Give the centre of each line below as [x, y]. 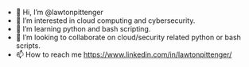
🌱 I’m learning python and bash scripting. [83, 29]
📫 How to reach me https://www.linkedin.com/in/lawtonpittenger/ [124, 54]
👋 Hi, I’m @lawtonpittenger [59, 12]
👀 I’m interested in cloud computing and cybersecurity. [105, 20]
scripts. [28, 46]
